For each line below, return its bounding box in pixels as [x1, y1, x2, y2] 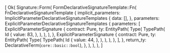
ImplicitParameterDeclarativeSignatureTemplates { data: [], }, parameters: [5, 15, 160, 21]
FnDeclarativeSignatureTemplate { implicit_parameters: [5, 10, 121, 16]
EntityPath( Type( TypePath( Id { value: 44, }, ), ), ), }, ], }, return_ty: [5, 37, 146, 43]
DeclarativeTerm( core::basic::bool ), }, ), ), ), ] [5, 42, 103, 48]
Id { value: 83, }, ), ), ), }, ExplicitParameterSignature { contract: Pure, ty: [5, 32, 157, 37]
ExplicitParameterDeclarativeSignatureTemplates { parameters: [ [5, 20, 140, 26]
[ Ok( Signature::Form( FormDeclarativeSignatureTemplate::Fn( [5, 5, 137, 10]
